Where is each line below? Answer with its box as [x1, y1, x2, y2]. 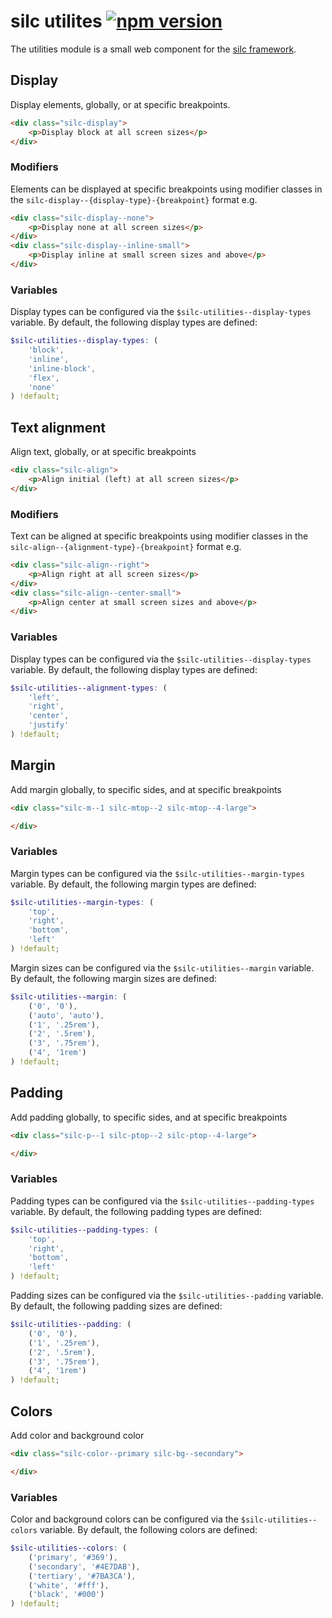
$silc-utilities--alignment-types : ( [10, 683, 168, 693]
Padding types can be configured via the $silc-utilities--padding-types [10, 1195, 315, 1207]
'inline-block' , [28, 363, 97, 374]
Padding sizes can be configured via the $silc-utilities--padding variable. [10, 1290, 324, 1302]
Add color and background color [10, 1430, 145, 1442]
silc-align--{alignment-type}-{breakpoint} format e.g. [10, 541, 242, 553]
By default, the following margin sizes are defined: [10, 972, 218, 984]
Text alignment [10, 419, 106, 436]
